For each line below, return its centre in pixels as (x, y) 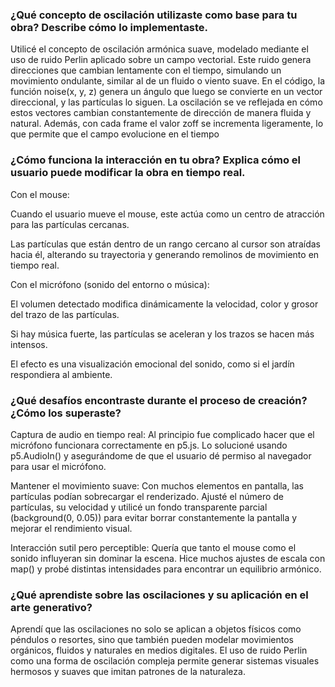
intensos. (29, 344)
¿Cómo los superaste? (66, 413)
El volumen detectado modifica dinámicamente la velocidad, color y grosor (164, 304)
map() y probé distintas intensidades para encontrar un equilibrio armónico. (166, 569)
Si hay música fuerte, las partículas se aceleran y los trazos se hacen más (162, 334)
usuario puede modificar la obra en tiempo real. (128, 173)
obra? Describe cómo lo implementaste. (109, 27)
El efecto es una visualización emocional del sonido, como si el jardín (152, 364)
